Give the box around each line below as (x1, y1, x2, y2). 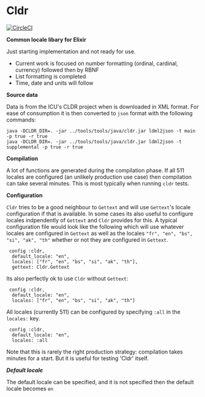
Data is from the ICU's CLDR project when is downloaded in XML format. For (6, 102, 199, 110)
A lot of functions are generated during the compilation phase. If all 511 (6, 166, 185, 174)
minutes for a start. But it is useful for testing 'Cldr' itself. (6, 354, 149, 362)
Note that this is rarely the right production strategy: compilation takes (6, 348, 184, 355)
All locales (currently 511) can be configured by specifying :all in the (6, 308, 181, 315)
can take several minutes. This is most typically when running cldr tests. (6, 179, 190, 187)
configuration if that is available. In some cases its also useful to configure (6, 210, 194, 217)
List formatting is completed (15, 72, 86, 80)
